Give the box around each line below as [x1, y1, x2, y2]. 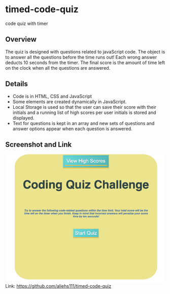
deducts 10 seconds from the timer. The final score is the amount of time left [5, 60, 165, 66]
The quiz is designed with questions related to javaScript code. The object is [5, 48, 165, 54]
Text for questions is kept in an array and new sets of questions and [12, 120, 155, 126]
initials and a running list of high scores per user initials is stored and [12, 109, 156, 115]
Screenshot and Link [5, 140, 72, 149]
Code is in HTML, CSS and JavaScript [12, 93, 92, 99]
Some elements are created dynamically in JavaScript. [12, 98, 127, 105]
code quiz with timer [5, 20, 48, 26]
